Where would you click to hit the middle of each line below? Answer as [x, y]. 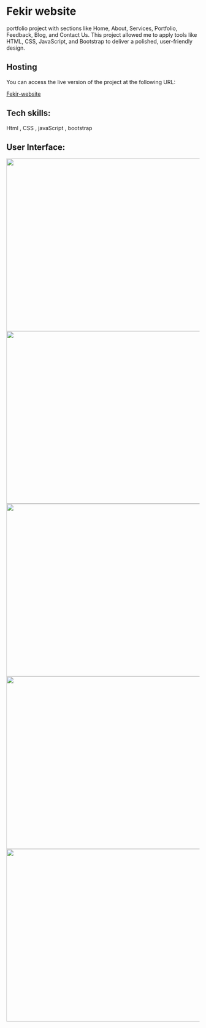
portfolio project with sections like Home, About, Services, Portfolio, [92, 28]
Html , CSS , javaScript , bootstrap [49, 128]
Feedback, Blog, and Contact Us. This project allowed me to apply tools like [102, 34]
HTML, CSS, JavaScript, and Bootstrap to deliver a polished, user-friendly [100, 41]
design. [16, 48]
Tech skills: [29, 113]
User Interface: [36, 147]
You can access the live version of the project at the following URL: [91, 82]
